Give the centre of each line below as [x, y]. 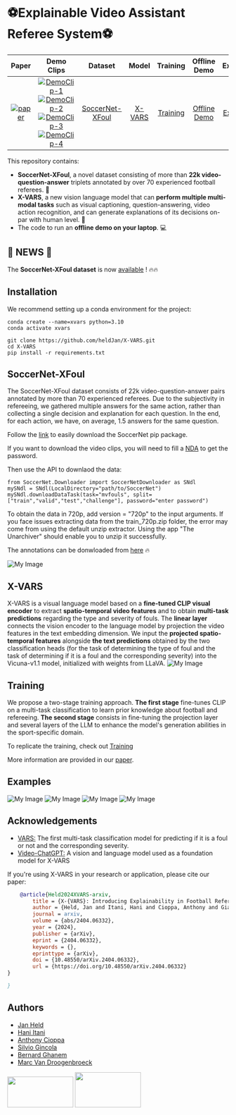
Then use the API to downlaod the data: [65, 469]
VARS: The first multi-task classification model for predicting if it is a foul [123, 838]
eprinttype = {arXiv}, [66, 954]
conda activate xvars [39, 328]
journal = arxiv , [58, 914]
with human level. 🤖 [57, 219]
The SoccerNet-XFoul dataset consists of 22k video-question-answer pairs [116, 391]
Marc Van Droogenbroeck [55, 1062]
